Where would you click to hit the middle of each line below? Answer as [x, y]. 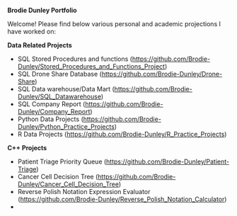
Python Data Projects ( [50, 119]
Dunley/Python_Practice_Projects [66, 126]
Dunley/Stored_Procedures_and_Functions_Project [91, 66]
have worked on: [32, 32]
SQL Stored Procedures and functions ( [75, 59]
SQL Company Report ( [51, 104]
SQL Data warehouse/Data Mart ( [66, 89]
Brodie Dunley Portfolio [42, 10]
